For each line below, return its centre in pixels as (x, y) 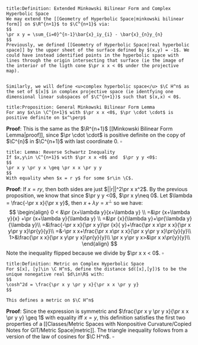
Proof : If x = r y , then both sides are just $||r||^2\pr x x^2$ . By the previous (97, 189)
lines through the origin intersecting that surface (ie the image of (95, 61)
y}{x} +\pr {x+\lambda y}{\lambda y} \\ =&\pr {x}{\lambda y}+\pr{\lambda (96, 218)
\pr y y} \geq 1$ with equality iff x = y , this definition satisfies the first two (96, 317)
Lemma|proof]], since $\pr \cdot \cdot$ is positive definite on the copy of (96, 135)
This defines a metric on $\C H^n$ (50, 300)
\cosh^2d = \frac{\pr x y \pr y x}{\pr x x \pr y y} (73, 284)
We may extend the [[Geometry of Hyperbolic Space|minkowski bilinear (95, 19)
